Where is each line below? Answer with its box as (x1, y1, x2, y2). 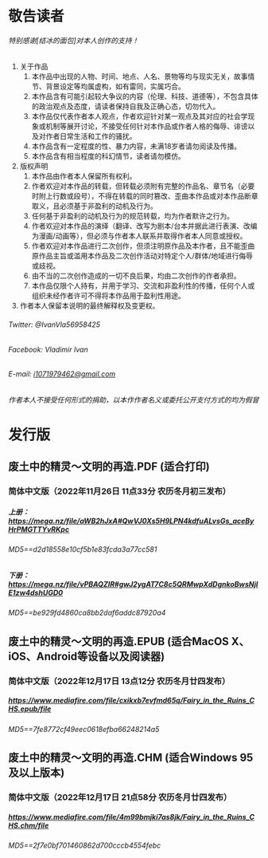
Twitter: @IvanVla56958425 (8, 320, 101, 329)
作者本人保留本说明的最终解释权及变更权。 (19, 301, 160, 311)
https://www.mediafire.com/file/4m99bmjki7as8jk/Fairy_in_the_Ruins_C (8, 812, 255, 821)
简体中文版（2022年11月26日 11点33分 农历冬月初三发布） (8, 486, 231, 497)
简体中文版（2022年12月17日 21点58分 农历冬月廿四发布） (8, 792, 232, 803)
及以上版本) (8, 766, 65, 780)
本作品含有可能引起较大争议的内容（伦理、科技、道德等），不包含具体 (31, 92, 258, 101)
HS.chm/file (8, 821, 49, 830)
